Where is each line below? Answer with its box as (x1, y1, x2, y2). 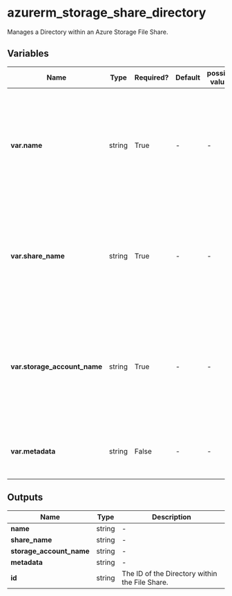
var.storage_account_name (10, 362, 103, 371)
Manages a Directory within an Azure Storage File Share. (7, 28, 168, 36)
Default (175, 73, 200, 82)
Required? (134, 73, 169, 82)
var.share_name (10, 251, 65, 261)
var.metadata (10, 446, 56, 456)
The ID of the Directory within (122, 568, 217, 578)
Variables (7, 48, 50, 59)
